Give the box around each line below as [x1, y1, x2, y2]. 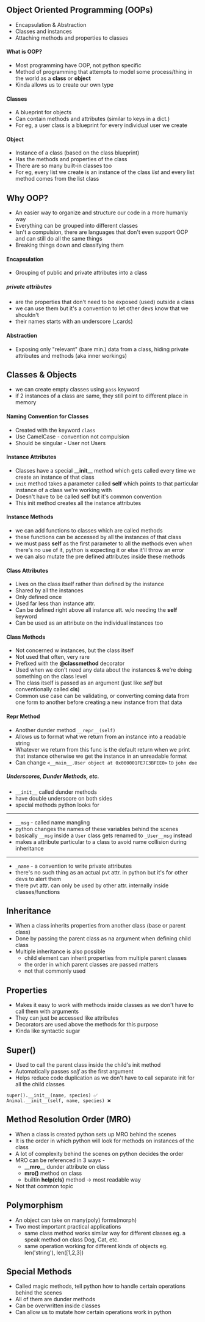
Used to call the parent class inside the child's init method [15, 1061, 161, 1069]
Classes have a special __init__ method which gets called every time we [15, 467, 196, 474]
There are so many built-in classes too [15, 162, 112, 170]
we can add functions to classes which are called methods [15, 527, 163, 534]
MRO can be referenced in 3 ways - [15, 1157, 106, 1164]
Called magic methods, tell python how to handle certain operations [15, 1282, 186, 1290]
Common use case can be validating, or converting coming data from [15, 692, 190, 700]
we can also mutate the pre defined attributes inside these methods [15, 553, 185, 561]
